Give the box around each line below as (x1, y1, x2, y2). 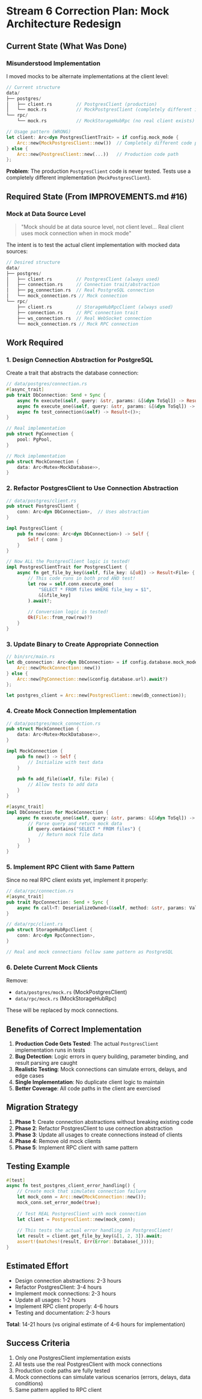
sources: (6, 247, 28, 255)
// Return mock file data (38, 832, 103, 838)
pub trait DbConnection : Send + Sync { (6, 392, 106, 398)
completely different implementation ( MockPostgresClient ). (6, 174, 151, 181)
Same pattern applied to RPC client (14, 1386, 102, 1393)
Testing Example (6, 1161, 70, 1171)
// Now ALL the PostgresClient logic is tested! (6, 559, 130, 565)
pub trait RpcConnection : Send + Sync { (6, 899, 109, 905)
